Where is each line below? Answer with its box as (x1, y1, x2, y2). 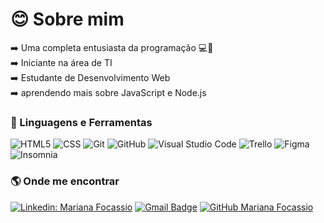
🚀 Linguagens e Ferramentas (10, 115, 153, 129)
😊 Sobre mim (10, 8, 125, 31)
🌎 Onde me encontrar (10, 174, 120, 188)
